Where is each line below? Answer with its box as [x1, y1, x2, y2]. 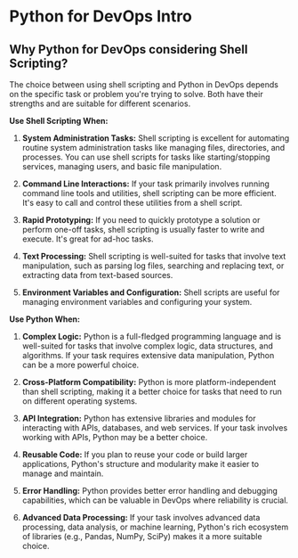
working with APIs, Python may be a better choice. [21, 432, 208, 442]
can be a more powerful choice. [21, 359, 140, 370]
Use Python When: [9, 314, 80, 324]
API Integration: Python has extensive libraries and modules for [21, 413, 256, 423]
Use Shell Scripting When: [9, 116, 109, 126]
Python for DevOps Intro [9, 6, 193, 27]
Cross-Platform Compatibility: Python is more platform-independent [21, 377, 277, 387]
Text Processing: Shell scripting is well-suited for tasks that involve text [21, 251, 286, 261]
